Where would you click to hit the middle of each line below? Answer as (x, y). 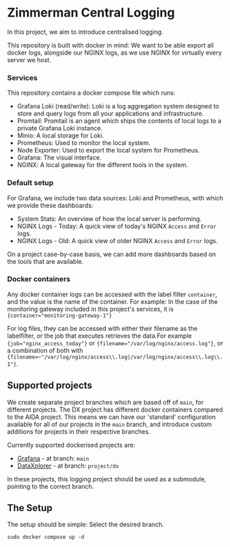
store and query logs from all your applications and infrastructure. (111, 114)
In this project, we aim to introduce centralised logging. (85, 32)
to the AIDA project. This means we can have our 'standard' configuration (111, 416)
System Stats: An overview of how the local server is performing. (109, 218)
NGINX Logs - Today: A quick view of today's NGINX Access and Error (117, 226)
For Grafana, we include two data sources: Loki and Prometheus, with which (115, 198)
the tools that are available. (45, 261)
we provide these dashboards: (50, 205)
